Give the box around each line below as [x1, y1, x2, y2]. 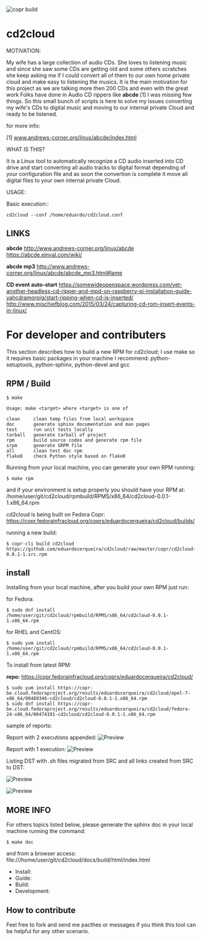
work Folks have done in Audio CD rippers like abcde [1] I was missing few [6, 91, 192, 98]
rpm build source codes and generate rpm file [6, 437, 142, 443]
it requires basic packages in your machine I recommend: [6, 354, 149, 362]
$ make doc [6, 839, 34, 846]
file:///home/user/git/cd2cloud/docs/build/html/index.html [6, 856, 150, 864]
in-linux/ [6, 306, 27, 314]
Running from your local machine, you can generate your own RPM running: [6, 464, 195, 471]
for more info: [6, 122, 41, 129]
